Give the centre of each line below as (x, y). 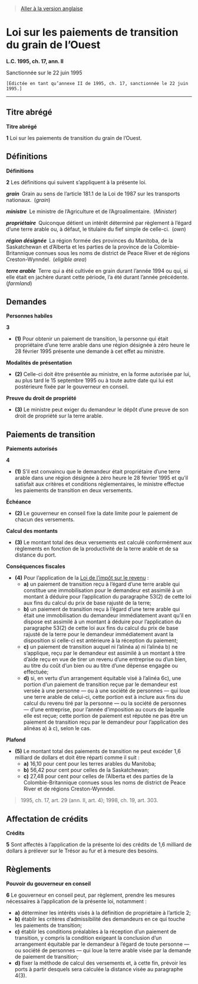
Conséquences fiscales (36, 567)
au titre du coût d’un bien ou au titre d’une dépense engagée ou (101, 666)
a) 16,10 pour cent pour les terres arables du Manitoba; (90, 764)
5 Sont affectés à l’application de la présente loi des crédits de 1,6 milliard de (99, 844)
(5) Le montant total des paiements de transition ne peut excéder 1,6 (98, 751)
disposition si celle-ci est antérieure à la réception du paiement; (100, 640)
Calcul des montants (32, 531)
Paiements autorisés (32, 449)
